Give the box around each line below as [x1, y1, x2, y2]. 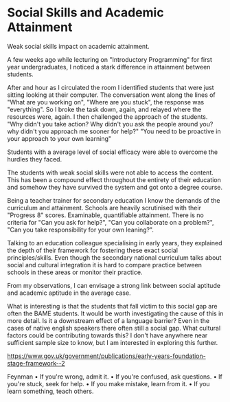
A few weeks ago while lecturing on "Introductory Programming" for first [7, 55, 213, 63]
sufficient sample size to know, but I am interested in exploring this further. [7, 338, 218, 346]
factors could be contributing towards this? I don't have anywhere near [7, 331, 208, 339]
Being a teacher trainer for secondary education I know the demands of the [7, 196, 220, 204]
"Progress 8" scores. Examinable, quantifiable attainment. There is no [7, 211, 204, 219]
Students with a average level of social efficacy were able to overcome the [7, 148, 218, 156]
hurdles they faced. [7, 155, 62, 163]
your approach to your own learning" [7, 134, 112, 142]
